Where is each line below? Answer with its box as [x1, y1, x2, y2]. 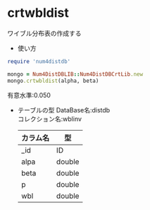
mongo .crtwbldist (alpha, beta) [7, 77, 99, 84]
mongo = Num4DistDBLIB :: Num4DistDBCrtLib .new [7, 70, 143, 78]
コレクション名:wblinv [17, 114, 82, 123]
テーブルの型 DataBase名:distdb [17, 105, 111, 114]
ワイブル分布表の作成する [7, 29, 82, 37]
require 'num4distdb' [7, 58, 71, 65]
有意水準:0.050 [7, 91, 51, 99]
